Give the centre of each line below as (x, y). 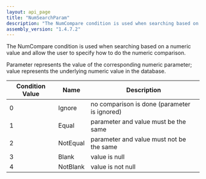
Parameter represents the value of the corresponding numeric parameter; (99, 65)
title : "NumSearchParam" (38, 18)
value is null (108, 157)
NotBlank (71, 167)
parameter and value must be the (138, 122)
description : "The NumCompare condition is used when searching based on (103, 23)
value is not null (113, 167)
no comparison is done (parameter (140, 104)
